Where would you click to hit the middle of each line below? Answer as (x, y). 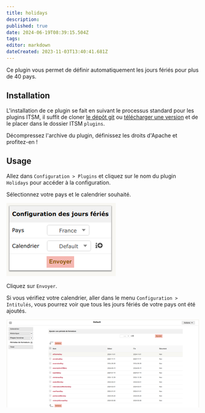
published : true (27, 26)
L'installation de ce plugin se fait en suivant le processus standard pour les (100, 110)
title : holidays (27, 13)
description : (23, 19)
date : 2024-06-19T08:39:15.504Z (47, 32)
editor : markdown (28, 45)
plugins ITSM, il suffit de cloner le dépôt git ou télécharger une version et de (102, 117)
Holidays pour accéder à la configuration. (59, 182)
